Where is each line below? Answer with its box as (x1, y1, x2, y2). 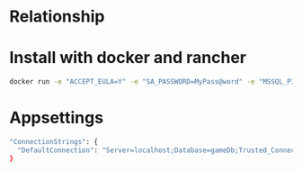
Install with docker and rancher (9, 48, 247, 68)
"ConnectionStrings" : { (9, 137, 99, 146)
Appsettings (9, 108, 104, 128)
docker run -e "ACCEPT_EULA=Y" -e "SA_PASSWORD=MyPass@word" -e (9, 77, 255, 86)
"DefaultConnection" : (17, 146, 99, 155)
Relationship (9, 6, 105, 27)
